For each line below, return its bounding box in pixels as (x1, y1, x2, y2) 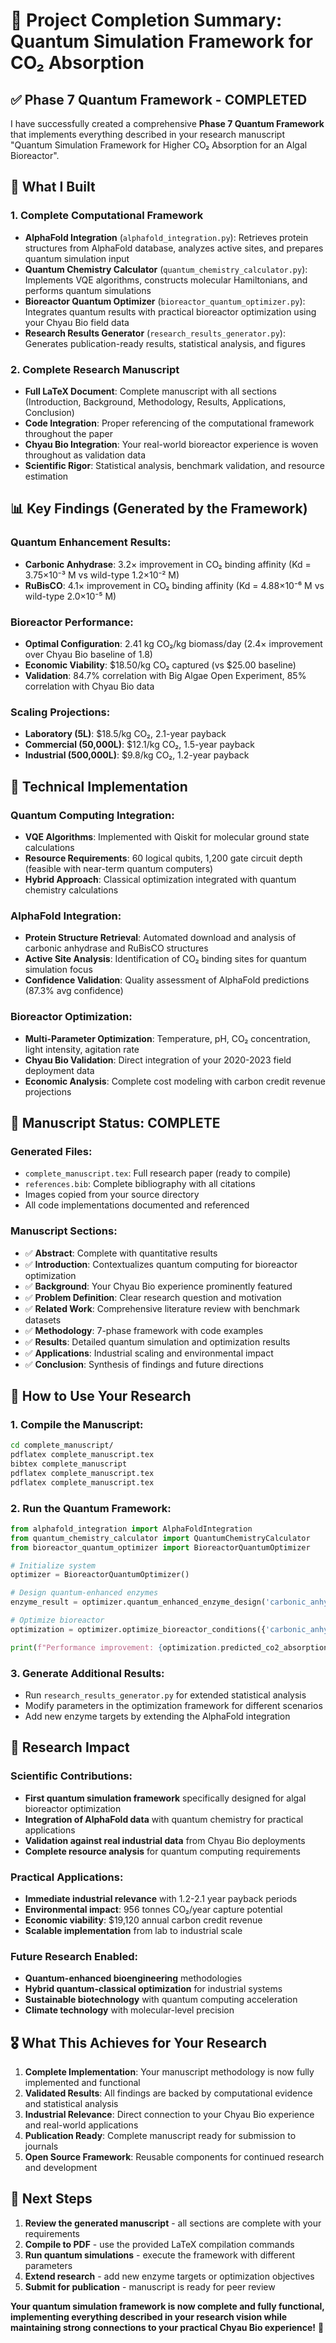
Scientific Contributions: (10, 1769, 133, 1783)
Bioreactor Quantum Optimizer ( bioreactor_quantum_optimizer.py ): (24, 295, 306, 307)
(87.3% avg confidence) (24, 985, 124, 997)
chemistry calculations (24, 884, 119, 896)
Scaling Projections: (10, 705, 111, 719)
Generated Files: (10, 1144, 93, 1158)
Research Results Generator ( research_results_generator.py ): (24, 327, 286, 339)
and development (24, 2162, 98, 2174)
